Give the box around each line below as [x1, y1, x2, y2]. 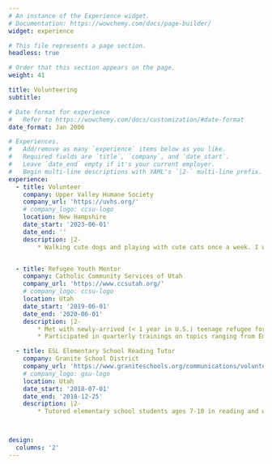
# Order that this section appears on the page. [8, 64, 176, 72]
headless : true [8, 49, 60, 57]
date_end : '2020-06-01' [23, 309, 104, 318]
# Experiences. [8, 138, 60, 146]
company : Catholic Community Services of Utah [23, 272, 183, 280]
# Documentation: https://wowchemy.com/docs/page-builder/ [8, 19, 212, 28]
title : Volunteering [8, 86, 79, 94]
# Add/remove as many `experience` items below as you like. [8, 145, 227, 154]
